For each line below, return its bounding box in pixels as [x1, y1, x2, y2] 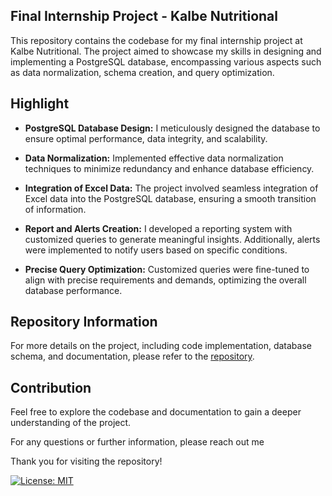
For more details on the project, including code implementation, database [10, 340, 312, 352]
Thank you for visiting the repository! [10, 455, 163, 468]
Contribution [10, 379, 92, 396]
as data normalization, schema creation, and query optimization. [10, 66, 275, 78]
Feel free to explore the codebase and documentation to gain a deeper [10, 406, 302, 418]
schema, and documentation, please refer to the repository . [10, 350, 255, 363]
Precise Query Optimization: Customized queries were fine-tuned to [24, 263, 310, 275]
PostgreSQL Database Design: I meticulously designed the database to [24, 122, 321, 134]
